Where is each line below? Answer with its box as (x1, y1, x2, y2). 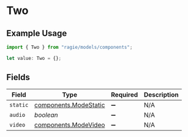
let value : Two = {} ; (6, 55, 62, 61)
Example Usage (6, 28, 67, 39)
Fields (6, 72, 31, 83)
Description (143, 90, 179, 98)
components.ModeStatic (34, 100, 105, 109)
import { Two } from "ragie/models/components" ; (6, 44, 133, 50)
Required (111, 90, 138, 98)
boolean (34, 111, 58, 119)
